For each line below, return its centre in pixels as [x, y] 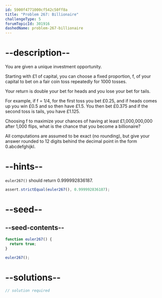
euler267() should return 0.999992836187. [49, 180]
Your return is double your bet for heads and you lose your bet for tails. [78, 91]
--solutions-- [33, 277]
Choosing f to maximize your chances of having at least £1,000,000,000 [79, 121]
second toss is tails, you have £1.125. [43, 111]
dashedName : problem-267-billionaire [44, 28]
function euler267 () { [29, 239]
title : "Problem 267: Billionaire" [42, 14]
